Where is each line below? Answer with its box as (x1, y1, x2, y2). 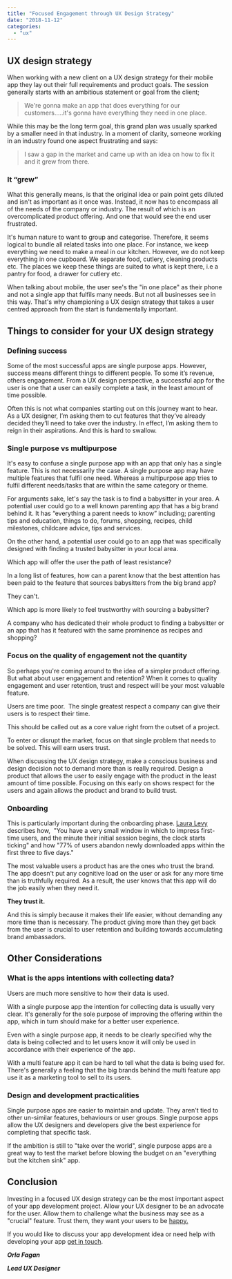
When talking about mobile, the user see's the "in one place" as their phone (7, 283, 222, 291)
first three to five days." (7, 848, 74, 856)
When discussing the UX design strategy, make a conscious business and (7, 757, 217, 765)
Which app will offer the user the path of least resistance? (7, 558, 172, 566)
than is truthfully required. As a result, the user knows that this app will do (7, 876, 217, 885)
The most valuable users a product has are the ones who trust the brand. (7, 861, 215, 870)
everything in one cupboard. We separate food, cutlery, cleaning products (7, 255, 217, 263)
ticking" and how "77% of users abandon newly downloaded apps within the (7, 840, 225, 849)
